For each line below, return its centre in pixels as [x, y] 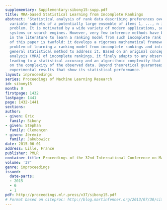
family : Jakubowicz [30, 139]
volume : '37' [19, 162]
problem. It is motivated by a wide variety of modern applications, [83, 28]
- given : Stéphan [23, 125]
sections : [15, 107]
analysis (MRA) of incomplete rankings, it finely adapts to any [79, 56]
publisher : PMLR [22, 153]
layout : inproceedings [29, 75]
